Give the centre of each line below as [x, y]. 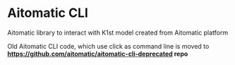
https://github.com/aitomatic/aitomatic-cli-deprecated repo [98, 54]
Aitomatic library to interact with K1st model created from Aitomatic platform [117, 32]
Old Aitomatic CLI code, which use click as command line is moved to [108, 46]
